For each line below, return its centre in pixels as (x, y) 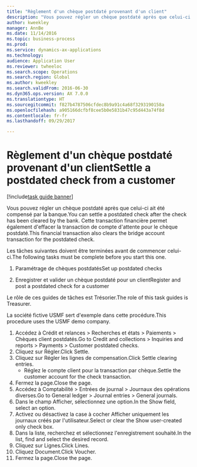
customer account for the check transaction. (78, 377)
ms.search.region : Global (38, 77)
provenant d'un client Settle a (79, 168)
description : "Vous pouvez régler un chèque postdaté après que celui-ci (99, 17)
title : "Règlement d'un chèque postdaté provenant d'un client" (87, 11)
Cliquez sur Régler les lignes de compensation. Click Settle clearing (96, 358)
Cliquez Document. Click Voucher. (55, 452)
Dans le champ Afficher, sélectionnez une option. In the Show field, (96, 402)
